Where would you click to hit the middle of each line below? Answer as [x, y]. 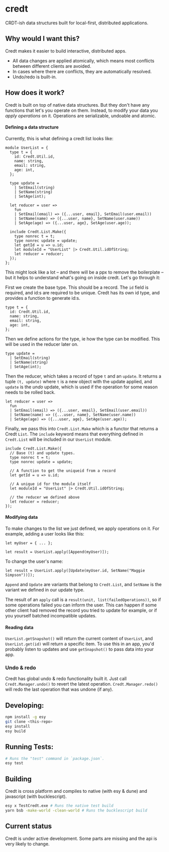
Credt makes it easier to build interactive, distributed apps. [66, 51]
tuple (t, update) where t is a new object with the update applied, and [79, 381]
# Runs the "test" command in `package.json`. [55, 758]
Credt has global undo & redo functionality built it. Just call [66, 679]
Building [18, 779]
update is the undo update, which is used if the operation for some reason [81, 387]
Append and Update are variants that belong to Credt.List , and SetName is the [83, 584]
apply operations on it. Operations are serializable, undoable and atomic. [81, 116]
